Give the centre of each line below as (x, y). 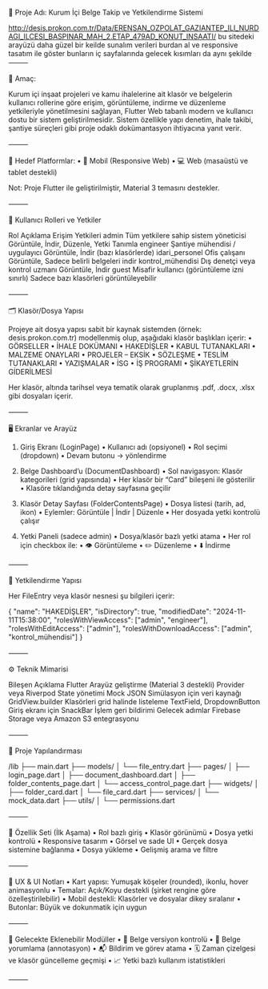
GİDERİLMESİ (30, 372)
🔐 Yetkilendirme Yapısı (45, 580)
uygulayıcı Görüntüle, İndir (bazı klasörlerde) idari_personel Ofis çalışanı (127, 252)
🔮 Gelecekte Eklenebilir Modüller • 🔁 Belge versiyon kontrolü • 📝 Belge (125, 939)
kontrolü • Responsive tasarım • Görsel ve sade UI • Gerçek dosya (118, 841)
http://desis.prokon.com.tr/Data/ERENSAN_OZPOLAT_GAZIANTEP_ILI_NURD (134, 28)
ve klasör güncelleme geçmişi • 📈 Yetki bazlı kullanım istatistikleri (117, 960)
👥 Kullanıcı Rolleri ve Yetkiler (55, 220)
